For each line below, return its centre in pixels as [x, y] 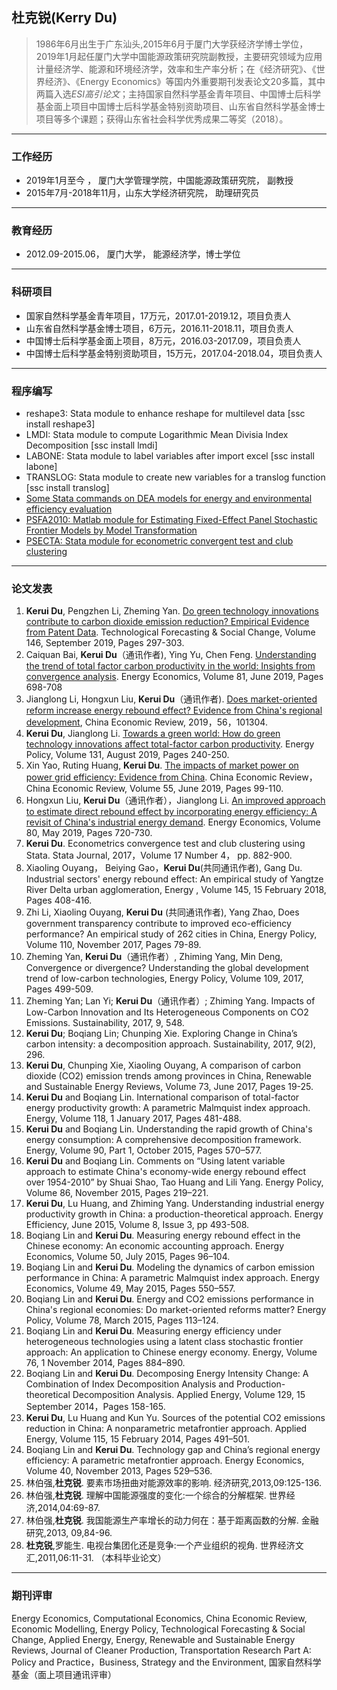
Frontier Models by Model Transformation [111, 530]
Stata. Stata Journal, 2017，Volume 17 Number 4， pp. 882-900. [159, 855]
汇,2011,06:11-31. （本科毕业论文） [96, 1558]
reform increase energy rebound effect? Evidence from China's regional [174, 710]
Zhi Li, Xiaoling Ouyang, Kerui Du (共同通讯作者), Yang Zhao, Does [162, 912]
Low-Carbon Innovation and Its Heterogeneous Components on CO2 [167, 1012]
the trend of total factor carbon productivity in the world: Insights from [170, 666]
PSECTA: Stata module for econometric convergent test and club [159, 541]
